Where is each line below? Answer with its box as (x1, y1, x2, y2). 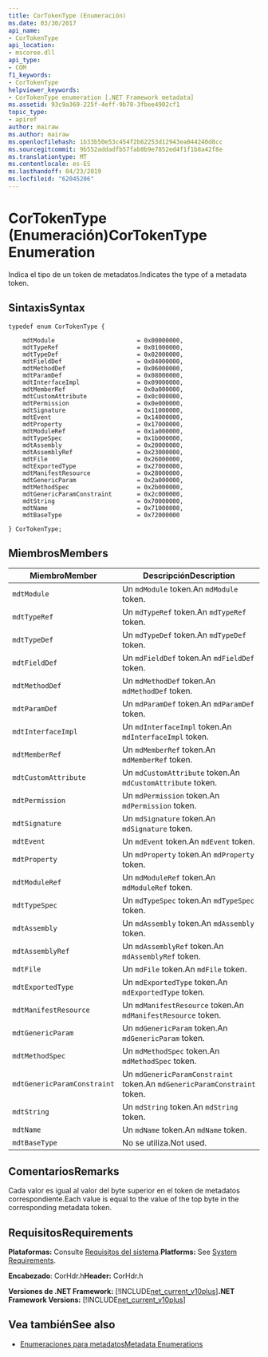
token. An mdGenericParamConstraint (122, 1078, 256, 1090)
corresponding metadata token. (8, 1203, 112, 1213)
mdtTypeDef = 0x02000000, (22, 350, 183, 358)
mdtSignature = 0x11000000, (22, 406, 183, 414)
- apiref (8, 116, 37, 124)
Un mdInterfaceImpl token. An (122, 722, 232, 733)
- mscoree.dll (8, 49, 56, 57)
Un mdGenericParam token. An (122, 1023, 228, 1034)
